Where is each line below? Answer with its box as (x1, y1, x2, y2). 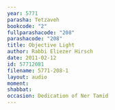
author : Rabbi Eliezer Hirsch (7, 49, 94, 55)
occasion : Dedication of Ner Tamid (7, 93, 109, 100)
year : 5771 (7, 10, 38, 17)
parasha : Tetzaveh (7, 16, 60, 23)
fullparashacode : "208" (7, 29, 75, 36)
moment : (7, 80, 29, 87)
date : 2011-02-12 (7, 55, 57, 61)
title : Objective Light (7, 42, 75, 49)
